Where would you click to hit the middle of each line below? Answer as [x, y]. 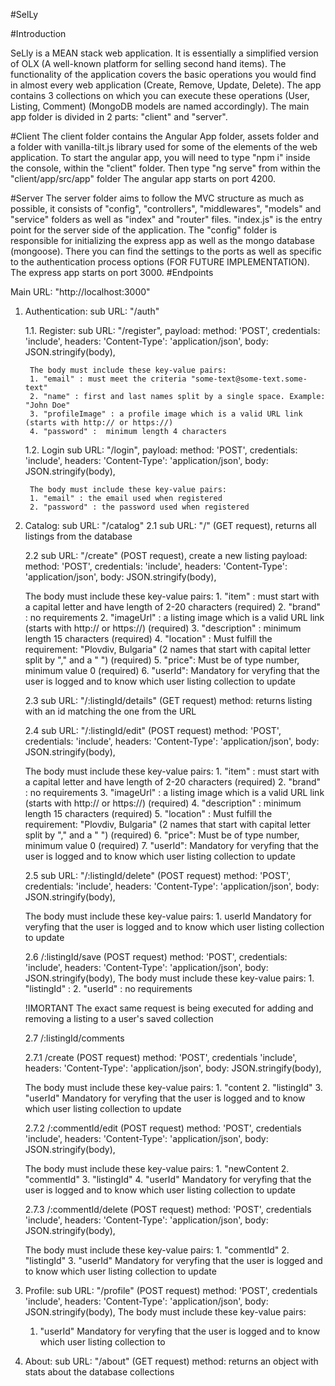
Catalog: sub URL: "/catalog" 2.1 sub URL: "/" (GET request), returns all [170, 525]
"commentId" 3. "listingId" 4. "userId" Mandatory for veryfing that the [168, 1179]
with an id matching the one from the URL [110, 711]
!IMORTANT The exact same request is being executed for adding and [169, 1008]
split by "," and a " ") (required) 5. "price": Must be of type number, [162, 660]
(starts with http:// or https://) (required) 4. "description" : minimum [163, 803]
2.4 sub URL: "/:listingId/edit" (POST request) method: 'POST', [153, 730]
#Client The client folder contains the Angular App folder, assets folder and [165, 136]
